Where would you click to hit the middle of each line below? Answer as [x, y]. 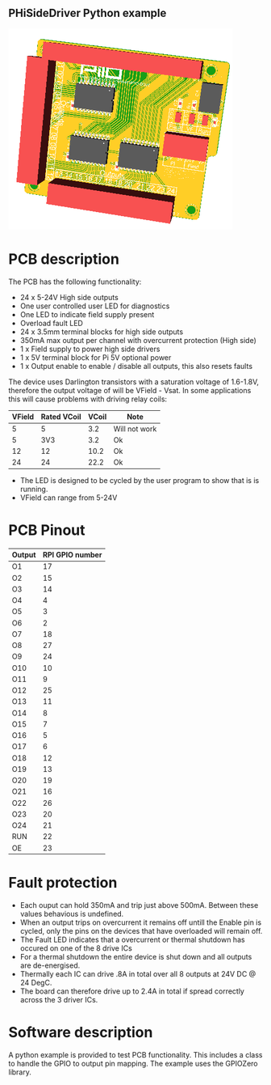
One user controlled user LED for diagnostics [95, 306]
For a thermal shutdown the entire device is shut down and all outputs [136, 957]
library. [20, 1072]
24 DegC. [36, 983]
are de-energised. [50, 965]
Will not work [135, 429]
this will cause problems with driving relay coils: [88, 399]
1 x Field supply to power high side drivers [90, 349]
